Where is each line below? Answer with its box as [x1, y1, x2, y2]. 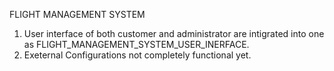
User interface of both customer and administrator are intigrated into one [23, 28, 325, 39]
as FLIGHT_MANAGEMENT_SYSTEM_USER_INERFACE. [23, 39, 250, 50]
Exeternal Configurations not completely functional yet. [23, 49, 252, 61]
